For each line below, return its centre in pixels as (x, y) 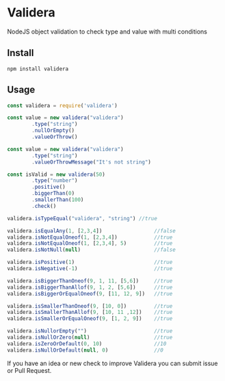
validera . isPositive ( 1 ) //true (90, 262)
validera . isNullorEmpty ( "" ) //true (90, 331)
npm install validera (38, 69)
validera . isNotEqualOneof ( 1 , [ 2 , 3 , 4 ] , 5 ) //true (90, 244)
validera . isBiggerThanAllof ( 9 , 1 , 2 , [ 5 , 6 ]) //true (90, 287)
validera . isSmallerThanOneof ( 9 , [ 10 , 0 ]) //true (90, 306)
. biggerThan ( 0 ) (53, 194)
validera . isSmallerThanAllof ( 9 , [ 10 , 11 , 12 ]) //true (90, 313)
